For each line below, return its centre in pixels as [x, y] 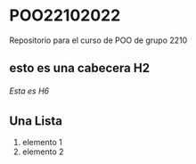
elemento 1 [42, 142]
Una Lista [36, 121]
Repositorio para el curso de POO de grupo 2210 [98, 40]
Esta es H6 [29, 91]
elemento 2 [43, 152]
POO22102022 [65, 16]
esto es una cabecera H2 [79, 68]
